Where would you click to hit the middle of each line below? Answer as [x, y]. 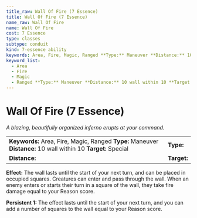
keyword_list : [23, 60]
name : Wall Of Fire [30, 28]
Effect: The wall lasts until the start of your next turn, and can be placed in [96, 172]
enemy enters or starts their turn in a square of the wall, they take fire [90, 185]
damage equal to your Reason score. [50, 191]
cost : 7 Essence [26, 33]
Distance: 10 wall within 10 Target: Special [69, 148]
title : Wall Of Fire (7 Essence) [47, 17]
